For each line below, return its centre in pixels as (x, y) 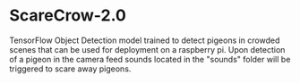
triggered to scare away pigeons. (70, 69)
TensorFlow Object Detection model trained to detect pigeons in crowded (145, 40)
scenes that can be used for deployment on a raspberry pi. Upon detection (147, 49)
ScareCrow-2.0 (68, 16)
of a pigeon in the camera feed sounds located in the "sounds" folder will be (150, 59)
